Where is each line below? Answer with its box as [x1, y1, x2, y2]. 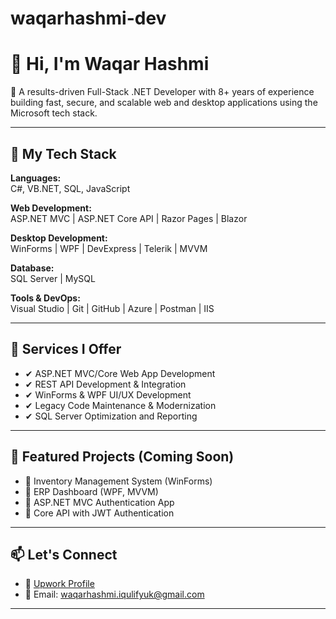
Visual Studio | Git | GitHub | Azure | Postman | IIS [10, 302, 215, 314]
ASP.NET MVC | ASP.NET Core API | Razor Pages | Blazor [10, 212, 248, 224]
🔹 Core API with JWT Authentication [24, 507, 175, 519]
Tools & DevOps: [10, 292, 81, 304]
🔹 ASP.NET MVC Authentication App [24, 496, 175, 508]
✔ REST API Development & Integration [24, 378, 187, 390]
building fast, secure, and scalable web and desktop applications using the [10, 97, 318, 109]
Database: [10, 262, 55, 274]
